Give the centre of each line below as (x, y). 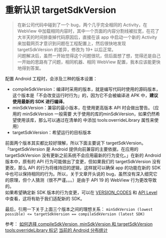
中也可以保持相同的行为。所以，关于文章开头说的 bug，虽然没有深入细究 (79, 174)
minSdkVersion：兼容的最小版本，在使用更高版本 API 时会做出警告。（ (83, 107)
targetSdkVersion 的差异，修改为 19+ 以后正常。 (67, 49)
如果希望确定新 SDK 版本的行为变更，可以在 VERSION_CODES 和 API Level (81, 192)
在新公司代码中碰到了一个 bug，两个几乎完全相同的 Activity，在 (82, 25)
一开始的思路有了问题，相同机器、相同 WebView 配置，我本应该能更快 (89, 62)
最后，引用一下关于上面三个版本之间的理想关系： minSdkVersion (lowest (79, 209)
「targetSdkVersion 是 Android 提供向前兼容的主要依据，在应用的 (72, 149)
